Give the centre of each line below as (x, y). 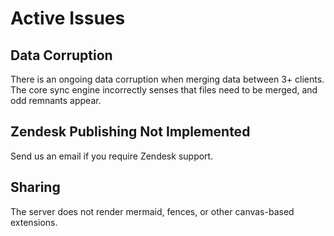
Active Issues (68, 18)
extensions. (34, 222)
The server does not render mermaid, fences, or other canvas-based (152, 211)
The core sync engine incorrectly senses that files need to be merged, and (164, 90)
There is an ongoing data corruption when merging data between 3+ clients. (167, 79)
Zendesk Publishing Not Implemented (130, 132)
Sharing (35, 187)
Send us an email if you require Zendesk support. (112, 156)
